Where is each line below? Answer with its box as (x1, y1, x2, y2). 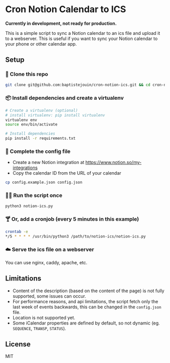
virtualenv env (5, 117, 37, 123)
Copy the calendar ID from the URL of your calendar (12, 170, 121, 176)
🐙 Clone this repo (5, 71, 49, 78)
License (5, 340, 31, 348)
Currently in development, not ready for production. (5, 20, 117, 26)
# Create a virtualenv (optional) (5, 108, 78, 113)
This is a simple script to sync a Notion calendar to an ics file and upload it (5, 30, 160, 36)
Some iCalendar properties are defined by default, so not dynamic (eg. (12, 320, 160, 326)
